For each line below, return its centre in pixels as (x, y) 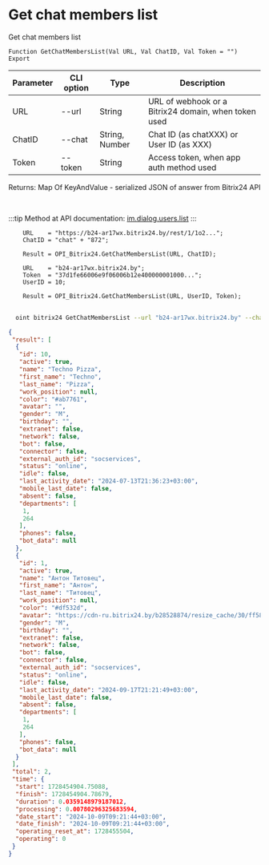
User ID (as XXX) (180, 144)
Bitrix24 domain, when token (202, 111)
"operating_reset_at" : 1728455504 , (75, 831)
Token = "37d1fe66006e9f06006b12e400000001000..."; (112, 275)
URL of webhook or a (188, 101)
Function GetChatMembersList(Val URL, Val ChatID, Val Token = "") (123, 51)
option (76, 87)
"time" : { (28, 779)
